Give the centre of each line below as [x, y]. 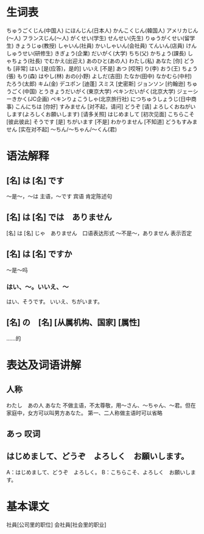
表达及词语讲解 [44, 365]
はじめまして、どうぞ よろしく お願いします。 [98, 456]
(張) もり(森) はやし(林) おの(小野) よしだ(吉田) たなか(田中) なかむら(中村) [99, 76]
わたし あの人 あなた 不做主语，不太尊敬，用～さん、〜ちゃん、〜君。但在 [101, 405]
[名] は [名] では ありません [59, 217]
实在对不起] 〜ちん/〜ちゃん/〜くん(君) [69, 129]
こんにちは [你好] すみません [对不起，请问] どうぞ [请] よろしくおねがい [105, 106]
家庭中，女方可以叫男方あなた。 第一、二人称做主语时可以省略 [84, 413]
